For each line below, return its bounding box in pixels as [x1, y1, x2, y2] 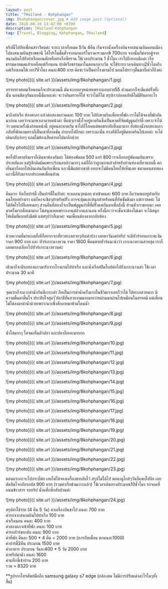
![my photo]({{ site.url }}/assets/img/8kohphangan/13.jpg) [5, 369, 124, 375]
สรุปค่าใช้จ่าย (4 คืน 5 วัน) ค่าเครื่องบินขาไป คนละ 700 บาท [5, 506, 105, 512]
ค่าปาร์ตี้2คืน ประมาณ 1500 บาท [5, 540, 60, 546]
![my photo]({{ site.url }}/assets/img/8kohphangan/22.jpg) [5, 456, 125, 462]
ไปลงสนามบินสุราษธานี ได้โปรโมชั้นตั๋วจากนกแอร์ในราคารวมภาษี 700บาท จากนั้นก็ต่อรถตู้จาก [5, 50, 159, 56]
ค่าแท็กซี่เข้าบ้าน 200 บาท [5, 557, 48, 563]
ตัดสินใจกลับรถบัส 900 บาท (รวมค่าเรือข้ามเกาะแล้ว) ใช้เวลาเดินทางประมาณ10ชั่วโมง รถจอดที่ [5, 481, 160, 487]
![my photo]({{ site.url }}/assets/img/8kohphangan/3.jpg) [5, 145, 122, 150]
